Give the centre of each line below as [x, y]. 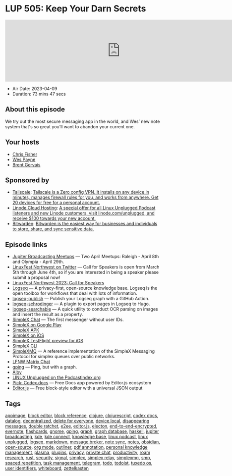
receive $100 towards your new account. [54, 218]
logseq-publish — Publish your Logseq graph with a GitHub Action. [81, 299]
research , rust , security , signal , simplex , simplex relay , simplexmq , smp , [78, 458]
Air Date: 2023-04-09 [35, 88]
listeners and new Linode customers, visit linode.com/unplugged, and [83, 213]
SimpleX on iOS [28, 335]
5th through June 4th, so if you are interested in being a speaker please [86, 272]
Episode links [26, 244]
